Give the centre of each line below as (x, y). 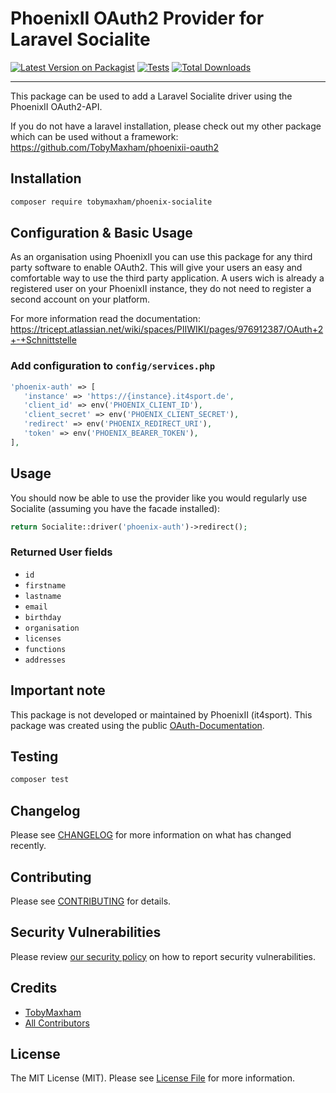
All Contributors (57, 1023)
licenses (43, 638)
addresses (45, 660)
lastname (43, 596)
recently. (28, 846)
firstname (45, 585)
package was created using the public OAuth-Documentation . (137, 725)
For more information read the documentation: (105, 319)
